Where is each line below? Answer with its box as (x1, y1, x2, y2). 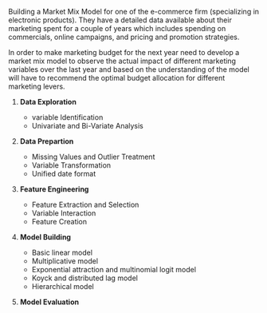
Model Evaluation (19, 297, 80, 307)
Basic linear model (31, 248, 93, 257)
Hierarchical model (31, 282, 94, 291)
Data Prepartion (19, 137, 74, 146)
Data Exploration (19, 97, 77, 106)
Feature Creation (31, 217, 88, 226)
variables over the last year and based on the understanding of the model (8, 65, 249, 74)
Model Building (19, 232, 72, 242)
